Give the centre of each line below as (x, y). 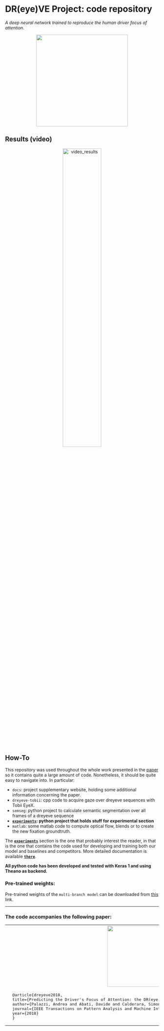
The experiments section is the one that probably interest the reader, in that (81, 841)
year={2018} (25, 1014)
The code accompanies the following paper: (58, 916)
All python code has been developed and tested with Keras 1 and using (78, 866)
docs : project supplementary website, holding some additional (74, 790)
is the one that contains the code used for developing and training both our (81, 846)
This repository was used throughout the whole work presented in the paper (82, 770)
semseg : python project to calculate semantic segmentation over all (79, 810)
